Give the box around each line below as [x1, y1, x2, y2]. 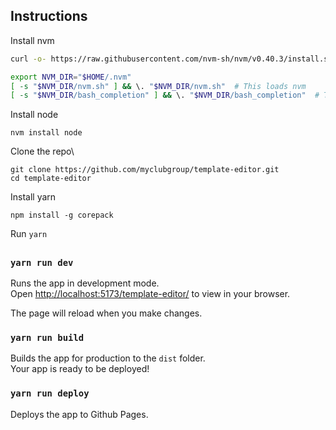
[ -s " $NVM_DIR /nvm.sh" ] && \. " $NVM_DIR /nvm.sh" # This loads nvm [10, 81, 307, 91]
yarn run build [10, 332, 85, 343]
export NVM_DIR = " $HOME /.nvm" [10, 72, 132, 82]
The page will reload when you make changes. [10, 307, 203, 319]
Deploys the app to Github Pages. [10, 408, 149, 420]
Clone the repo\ [10, 145, 75, 158]
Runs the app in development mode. [10, 277, 160, 289]
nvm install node [10, 128, 83, 138]
